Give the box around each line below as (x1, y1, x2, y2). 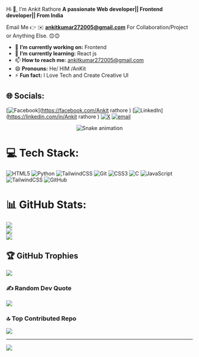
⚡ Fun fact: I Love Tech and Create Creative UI (14, 72, 129, 79)
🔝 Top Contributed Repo (6, 314, 77, 322)
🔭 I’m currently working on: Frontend (14, 44, 107, 50)
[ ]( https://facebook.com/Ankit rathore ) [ (6, 106, 135, 113)
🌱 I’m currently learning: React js (14, 50, 97, 57)
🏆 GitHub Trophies (6, 251, 79, 261)
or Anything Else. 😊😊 (6, 33, 60, 39)
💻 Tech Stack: (6, 147, 79, 160)
